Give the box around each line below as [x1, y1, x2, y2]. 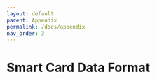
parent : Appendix [6, 17, 57, 24]
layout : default [6, 10, 54, 17]
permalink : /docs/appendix [6, 23, 86, 30]
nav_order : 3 [6, 29, 45, 37]
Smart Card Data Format [6, 60, 151, 76]
